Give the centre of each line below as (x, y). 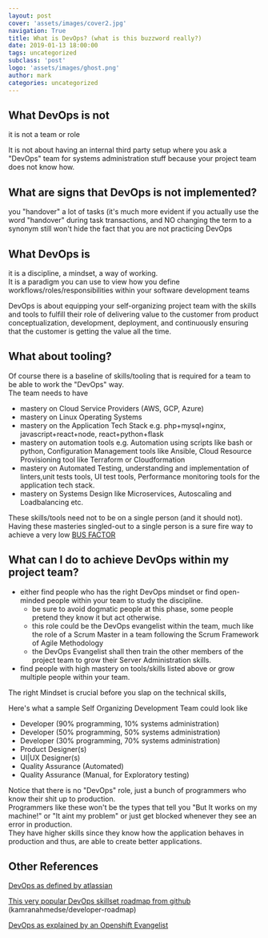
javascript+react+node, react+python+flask (92, 434)
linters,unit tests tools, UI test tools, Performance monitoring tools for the (140, 476)
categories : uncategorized (53, 83)
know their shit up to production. (62, 799)
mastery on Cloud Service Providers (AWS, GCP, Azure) (112, 408)
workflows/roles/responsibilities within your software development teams (129, 290)
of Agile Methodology (68, 643)
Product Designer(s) (53, 749)
